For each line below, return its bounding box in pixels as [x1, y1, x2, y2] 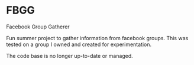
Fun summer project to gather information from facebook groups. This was [6, 34, 189, 41]
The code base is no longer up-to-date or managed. [6, 52, 133, 59]
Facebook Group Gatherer [6, 23, 70, 30]
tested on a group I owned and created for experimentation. [6, 41, 152, 48]
